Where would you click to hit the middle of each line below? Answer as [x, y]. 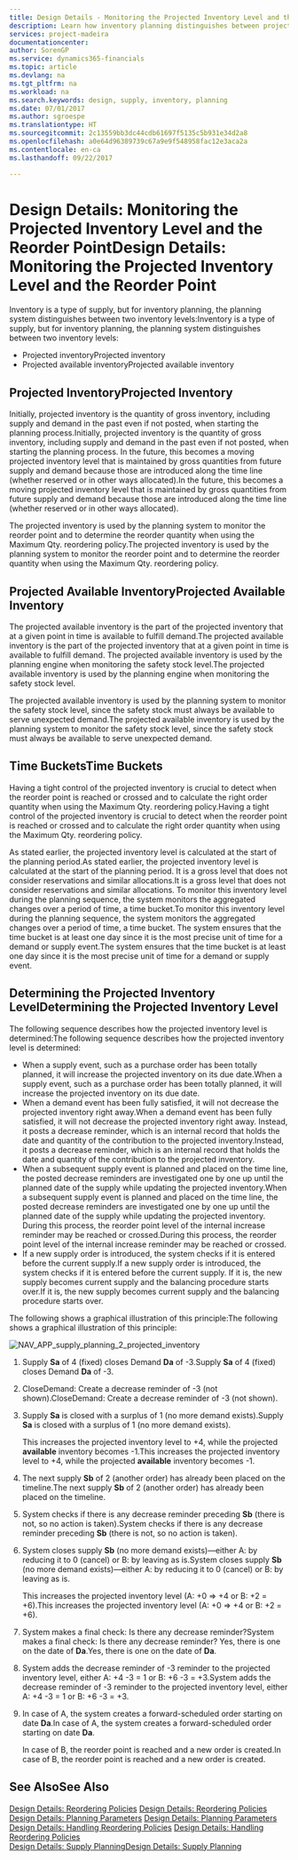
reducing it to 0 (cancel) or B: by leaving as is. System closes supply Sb [152, 1560]
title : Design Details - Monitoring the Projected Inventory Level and [144, 17]
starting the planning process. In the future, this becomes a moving [132, 452]
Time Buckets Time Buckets [86, 766]
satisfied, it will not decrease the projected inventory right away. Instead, [155, 1122]
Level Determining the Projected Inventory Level [144, 1007]
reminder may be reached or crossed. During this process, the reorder [149, 1234]
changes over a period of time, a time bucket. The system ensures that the [145, 927]
